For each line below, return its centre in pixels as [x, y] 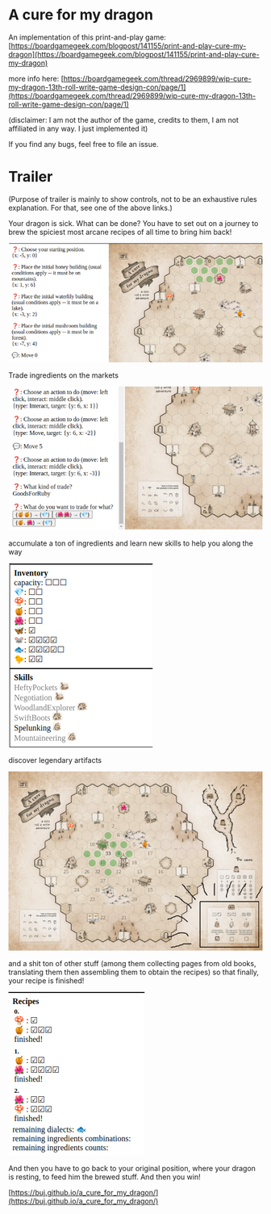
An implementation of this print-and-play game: [88, 37]
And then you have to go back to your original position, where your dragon [132, 1169]
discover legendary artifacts [55, 760]
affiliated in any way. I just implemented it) [78, 128]
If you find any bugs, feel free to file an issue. [83, 144]
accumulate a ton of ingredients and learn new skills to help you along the [131, 543]
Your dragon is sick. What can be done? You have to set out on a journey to [133, 223]
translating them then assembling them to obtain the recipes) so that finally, [134, 972]
